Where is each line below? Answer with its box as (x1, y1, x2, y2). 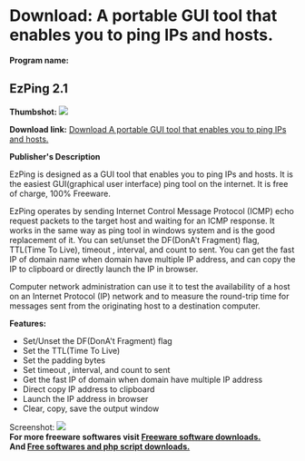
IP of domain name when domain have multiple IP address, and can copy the (9, 253, 296, 264)
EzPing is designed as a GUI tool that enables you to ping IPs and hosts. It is (9, 169, 293, 180)
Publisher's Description (9, 151, 101, 162)
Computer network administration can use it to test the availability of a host (9, 280, 290, 291)
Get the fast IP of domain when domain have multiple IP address (22, 374, 263, 385)
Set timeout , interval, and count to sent (22, 364, 171, 375)
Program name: (9, 54, 70, 65)
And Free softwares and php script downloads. (9, 441, 191, 452)
